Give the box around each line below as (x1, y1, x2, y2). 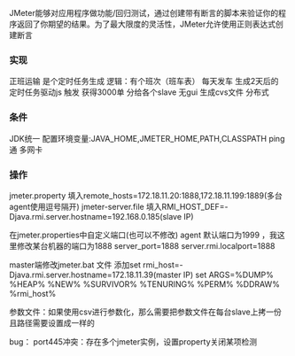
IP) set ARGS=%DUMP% (182, 269, 275, 280)
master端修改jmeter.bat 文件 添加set (9, 259, 142, 270)
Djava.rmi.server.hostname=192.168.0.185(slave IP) (9, 211, 194, 221)
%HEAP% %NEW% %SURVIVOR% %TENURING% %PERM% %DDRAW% (9, 278, 281, 290)
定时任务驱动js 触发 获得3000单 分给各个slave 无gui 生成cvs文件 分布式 (9, 87, 269, 97)
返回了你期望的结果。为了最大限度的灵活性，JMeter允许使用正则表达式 (16, 19, 276, 29)
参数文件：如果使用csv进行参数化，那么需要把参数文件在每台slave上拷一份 (9, 306, 282, 317)
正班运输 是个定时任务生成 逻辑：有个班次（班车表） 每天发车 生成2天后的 (9, 76, 279, 87)
